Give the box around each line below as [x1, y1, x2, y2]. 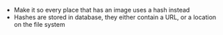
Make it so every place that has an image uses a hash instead [13, 6, 190, 14]
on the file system [13, 21, 65, 28]
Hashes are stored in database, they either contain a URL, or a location [13, 13, 217, 21]
